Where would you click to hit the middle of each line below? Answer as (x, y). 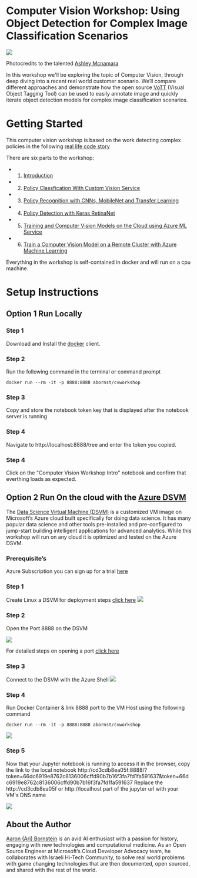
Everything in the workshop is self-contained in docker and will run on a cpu (98, 262)
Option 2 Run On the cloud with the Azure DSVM (96, 498)
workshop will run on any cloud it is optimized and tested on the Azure (91, 537)
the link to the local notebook (41, 770)
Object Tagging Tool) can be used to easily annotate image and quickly (92, 93)
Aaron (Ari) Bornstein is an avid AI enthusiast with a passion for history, (92, 838)
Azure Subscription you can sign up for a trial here (67, 571)
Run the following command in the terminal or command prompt (84, 372)
